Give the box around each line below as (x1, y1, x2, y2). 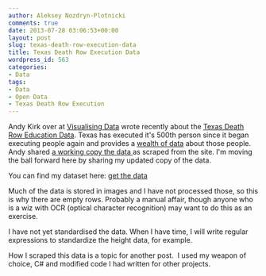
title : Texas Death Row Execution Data (8, 48, 141, 56)
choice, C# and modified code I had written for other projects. (8, 259, 211, 269)
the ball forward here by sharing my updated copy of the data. (8, 155, 212, 165)
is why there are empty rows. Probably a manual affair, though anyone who (8, 195, 254, 205)
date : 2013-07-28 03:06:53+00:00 (8, 26, 119, 34)
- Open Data (8, 93, 48, 101)
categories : (8, 63, 48, 71)
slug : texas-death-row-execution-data (8, 41, 137, 49)
